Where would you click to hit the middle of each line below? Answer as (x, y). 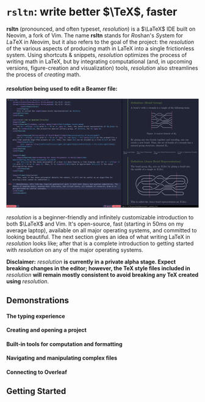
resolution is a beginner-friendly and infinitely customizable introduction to (100, 217)
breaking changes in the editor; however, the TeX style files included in (98, 268)
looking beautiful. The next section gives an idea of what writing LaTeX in (98, 237)
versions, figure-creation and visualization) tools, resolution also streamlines (102, 68)
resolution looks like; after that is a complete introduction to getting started (100, 243)
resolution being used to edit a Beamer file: (62, 88)
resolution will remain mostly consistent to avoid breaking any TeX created (103, 275)
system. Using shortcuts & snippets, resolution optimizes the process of (97, 55)
